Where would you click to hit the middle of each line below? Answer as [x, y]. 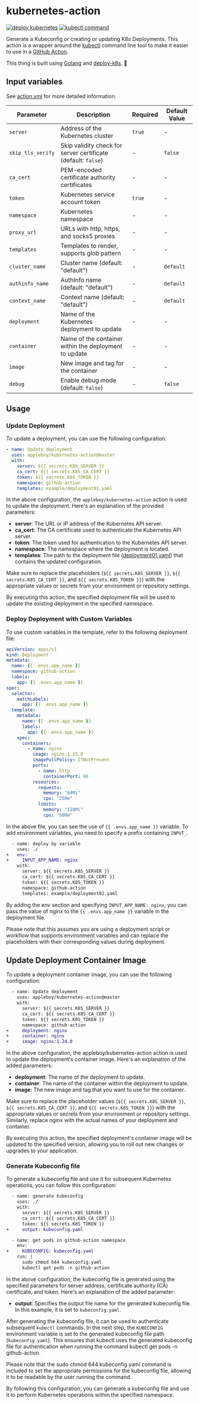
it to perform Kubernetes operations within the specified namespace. [90, 1394]
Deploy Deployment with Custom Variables [69, 619]
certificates [76, 184]
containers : [36, 743]
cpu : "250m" [58, 799]
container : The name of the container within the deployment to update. [102, 1083]
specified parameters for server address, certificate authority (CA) [87, 1285]
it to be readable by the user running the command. [69, 1377]
